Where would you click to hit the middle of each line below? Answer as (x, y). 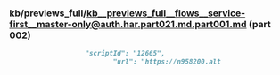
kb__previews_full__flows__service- (166, 13)
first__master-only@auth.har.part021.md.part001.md (128, 24)
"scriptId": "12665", (125, 54)
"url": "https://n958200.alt (167, 62)
